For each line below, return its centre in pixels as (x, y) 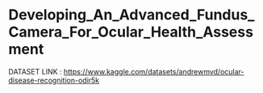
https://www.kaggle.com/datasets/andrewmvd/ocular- (154, 71)
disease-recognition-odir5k (54, 80)
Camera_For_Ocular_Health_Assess (131, 32)
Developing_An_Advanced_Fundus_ (131, 15)
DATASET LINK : (35, 71)
